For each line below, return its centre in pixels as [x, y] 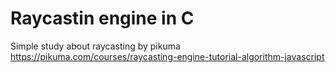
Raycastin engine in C [102, 18]
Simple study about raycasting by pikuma [95, 46]
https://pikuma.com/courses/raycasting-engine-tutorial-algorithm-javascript [167, 56]
